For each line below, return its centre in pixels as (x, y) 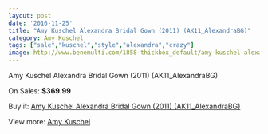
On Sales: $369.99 (40, 91)
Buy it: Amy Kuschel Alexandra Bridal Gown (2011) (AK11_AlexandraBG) (124, 106)
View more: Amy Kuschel (49, 122)
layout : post (30, 16)
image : (19, 53)
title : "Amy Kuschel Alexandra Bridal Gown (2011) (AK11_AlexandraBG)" (130, 30)
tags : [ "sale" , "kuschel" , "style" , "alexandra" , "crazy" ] (101, 45)
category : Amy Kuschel (46, 38)
